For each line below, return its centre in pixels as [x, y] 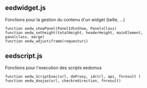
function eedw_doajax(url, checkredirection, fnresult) [63, 81]
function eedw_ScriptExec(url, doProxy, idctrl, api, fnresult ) [73, 76]
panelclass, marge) [25, 37]
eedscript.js [24, 56]
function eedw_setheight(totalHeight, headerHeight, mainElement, [74, 33]
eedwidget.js [25, 8]
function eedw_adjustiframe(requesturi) [47, 41]
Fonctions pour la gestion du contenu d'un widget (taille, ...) [65, 19]
